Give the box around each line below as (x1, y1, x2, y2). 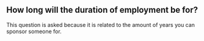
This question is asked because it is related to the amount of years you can (6, 21, 195, 28)
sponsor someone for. (6, 28, 62, 35)
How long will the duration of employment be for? (6, 5, 199, 15)
